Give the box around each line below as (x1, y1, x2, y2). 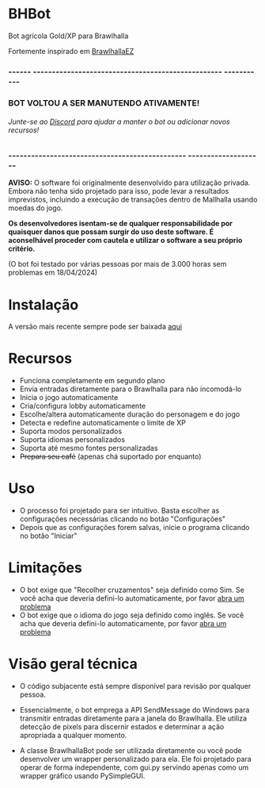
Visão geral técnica (8, 655, 138, 673)
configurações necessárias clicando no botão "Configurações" (19, 514, 225, 524)
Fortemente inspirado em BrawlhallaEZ (8, 46, 134, 56)
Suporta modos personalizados (19, 426, 123, 436)
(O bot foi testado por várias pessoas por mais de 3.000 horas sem (8, 259, 227, 269)
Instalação (8, 295, 79, 313)
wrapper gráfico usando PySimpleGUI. (19, 771, 146, 781)
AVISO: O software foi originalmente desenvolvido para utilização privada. (8, 178, 251, 187)
